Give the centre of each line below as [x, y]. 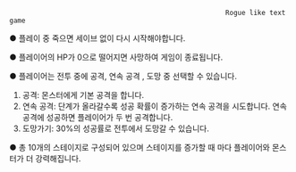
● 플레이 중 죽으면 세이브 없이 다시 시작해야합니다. [97, 38]
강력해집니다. [58, 159]
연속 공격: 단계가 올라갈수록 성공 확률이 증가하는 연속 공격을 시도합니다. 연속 [155, 106]
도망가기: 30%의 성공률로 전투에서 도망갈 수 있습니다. [116, 128]
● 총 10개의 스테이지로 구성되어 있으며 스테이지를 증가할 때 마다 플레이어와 [140, 147]
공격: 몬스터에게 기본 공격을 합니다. [83, 95]
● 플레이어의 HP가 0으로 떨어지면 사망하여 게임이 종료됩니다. [116, 57]
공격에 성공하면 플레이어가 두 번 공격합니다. [97, 117]
